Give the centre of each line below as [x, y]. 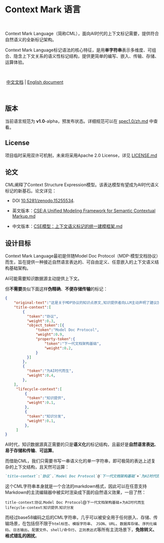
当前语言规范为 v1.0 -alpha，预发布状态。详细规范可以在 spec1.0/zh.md [77, 121]
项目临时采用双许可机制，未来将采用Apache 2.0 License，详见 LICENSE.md [81, 155]
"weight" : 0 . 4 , [41, 376]
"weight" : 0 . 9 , [50, 335]
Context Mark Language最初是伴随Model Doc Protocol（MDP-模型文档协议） [82, 256]
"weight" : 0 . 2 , [59, 348]
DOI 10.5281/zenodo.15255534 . [43, 201]
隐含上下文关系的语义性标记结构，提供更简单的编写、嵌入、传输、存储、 [86, 56]
